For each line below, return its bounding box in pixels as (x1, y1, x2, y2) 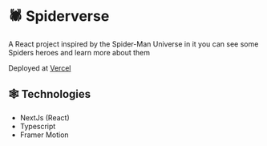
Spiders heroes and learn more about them (8, 47, 151, 57)
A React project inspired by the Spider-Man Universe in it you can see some (8, 39, 259, 49)
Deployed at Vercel (8, 63, 71, 73)
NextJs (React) (19, 112, 70, 122)
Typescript (19, 121, 56, 131)
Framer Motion (19, 130, 70, 140)
